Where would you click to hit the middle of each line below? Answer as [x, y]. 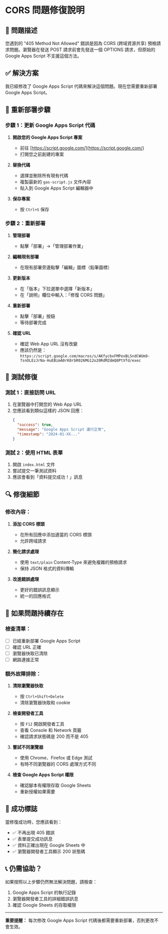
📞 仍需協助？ [24, 869]
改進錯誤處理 [25, 579]
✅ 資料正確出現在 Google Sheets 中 [49, 845]
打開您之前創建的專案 [42, 154]
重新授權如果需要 [37, 792]
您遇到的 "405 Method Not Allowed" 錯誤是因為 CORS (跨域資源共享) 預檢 [81, 43]
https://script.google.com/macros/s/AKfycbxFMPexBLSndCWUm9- [85, 356]
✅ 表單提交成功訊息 [32, 839]
